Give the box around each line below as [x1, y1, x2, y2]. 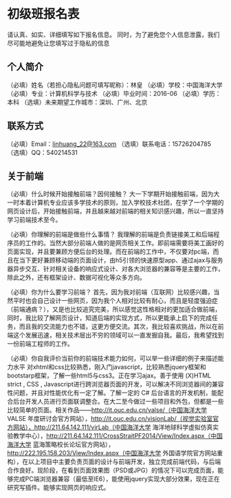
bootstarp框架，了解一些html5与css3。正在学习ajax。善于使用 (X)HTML [7, 371, 212, 380]
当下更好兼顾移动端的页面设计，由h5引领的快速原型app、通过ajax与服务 [19, 256, 223, 264]
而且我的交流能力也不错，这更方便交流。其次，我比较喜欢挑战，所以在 [19, 322, 218, 331]
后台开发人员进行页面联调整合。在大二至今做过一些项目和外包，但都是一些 [12, 397, 224, 406]
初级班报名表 [7, 6, 80, 22]
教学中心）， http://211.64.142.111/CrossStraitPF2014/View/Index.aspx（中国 [12, 432, 223, 440]
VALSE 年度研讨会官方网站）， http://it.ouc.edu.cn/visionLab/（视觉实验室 [7, 415, 213, 423]
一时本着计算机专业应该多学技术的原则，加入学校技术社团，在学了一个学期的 [7, 198, 224, 207]
